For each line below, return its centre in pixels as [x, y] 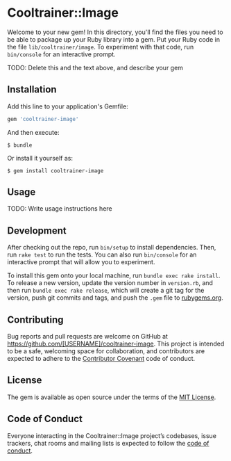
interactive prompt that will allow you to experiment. [81, 262]
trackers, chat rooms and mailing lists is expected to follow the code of [108, 443]
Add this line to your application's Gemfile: [68, 106]
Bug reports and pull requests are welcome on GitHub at [88, 337]
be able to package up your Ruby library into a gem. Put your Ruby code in [114, 39]
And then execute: [33, 132]
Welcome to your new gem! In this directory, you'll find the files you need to [115, 32]
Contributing [35, 320]
